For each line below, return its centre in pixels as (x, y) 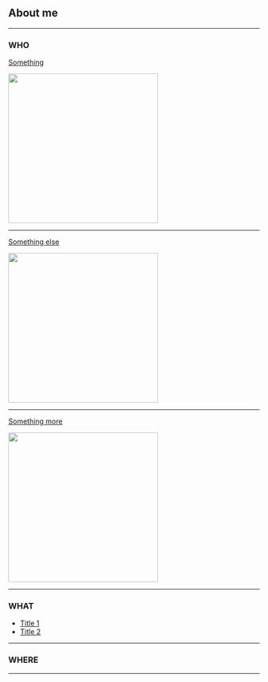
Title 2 (30, 632)
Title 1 (30, 623)
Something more (35, 421)
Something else (34, 242)
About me (33, 13)
